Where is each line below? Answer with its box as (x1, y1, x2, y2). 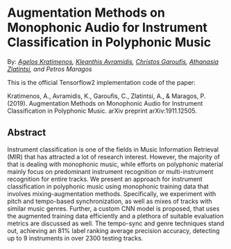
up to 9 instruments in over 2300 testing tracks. (7, 234, 144, 242)
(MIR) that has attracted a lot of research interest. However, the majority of (7, 152, 221, 161)
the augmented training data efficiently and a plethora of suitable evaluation (7, 211, 224, 220)
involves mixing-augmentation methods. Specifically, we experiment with (7, 189, 216, 198)
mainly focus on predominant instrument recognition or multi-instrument (7, 167, 214, 175)
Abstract (7, 127, 46, 138)
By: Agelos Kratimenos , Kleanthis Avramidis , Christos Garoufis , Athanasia (7, 57, 219, 65)
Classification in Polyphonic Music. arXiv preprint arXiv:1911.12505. (7, 106, 198, 115)
